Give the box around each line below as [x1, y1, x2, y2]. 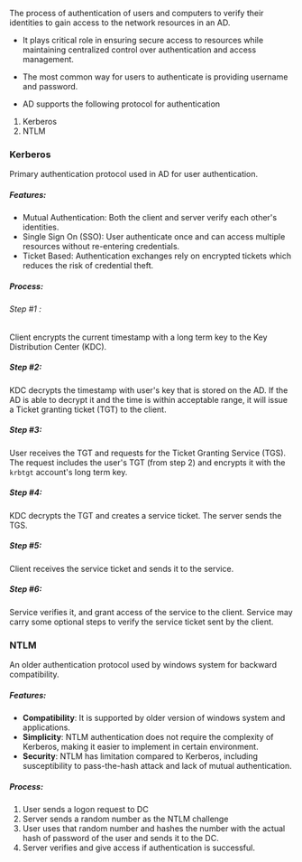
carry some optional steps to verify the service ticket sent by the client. [9, 616, 274, 627]
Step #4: [9, 487, 42, 498]
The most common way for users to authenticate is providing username [22, 71, 288, 82]
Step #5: [9, 540, 42, 551]
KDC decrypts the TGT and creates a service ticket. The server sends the [9, 510, 282, 520]
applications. [22, 722, 70, 733]
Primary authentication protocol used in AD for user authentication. [9, 169, 259, 180]
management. [22, 54, 75, 64]
